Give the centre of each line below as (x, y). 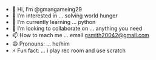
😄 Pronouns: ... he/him (41, 44)
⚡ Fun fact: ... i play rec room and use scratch (69, 50)
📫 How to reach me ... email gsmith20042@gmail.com (81, 35)
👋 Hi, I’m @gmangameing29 (47, 9)
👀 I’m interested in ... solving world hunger (65, 16)
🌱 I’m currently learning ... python (54, 22)
